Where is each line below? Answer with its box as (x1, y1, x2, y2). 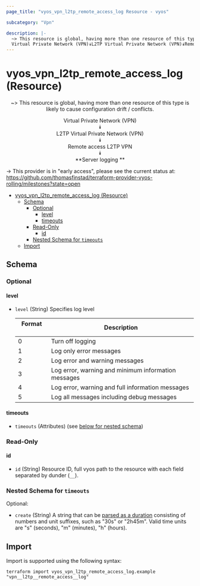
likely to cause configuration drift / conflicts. (46, 105, 154, 113)
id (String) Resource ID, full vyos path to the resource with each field (14, 465, 184, 472)
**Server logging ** (75, 156, 125, 164)
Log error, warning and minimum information (51, 366, 176, 374)
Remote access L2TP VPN (67, 143, 133, 151)
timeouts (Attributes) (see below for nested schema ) (14, 422, 144, 430)
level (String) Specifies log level (14, 305, 95, 312)
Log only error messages (51, 346, 121, 355)
